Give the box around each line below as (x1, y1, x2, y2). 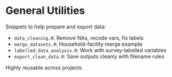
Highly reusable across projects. (5, 64, 84, 71)
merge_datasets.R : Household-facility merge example (13, 41, 143, 47)
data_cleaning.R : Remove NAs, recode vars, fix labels (13, 34, 144, 41)
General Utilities (5, 4, 85, 17)
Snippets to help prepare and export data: (5, 23, 106, 30)
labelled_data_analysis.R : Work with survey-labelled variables (13, 46, 167, 53)
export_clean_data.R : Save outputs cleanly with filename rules (13, 53, 164, 60)
